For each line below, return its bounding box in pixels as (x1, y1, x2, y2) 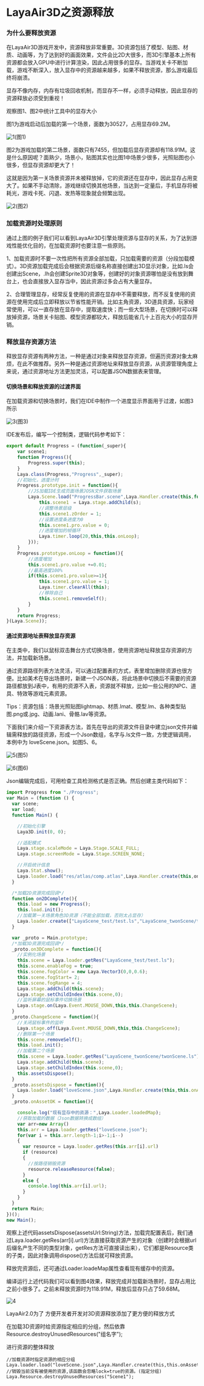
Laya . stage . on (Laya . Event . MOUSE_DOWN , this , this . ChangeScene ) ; (17, 1002, 178, 1009)
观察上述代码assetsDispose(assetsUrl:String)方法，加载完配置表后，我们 (6, 1229, 188, 1236)
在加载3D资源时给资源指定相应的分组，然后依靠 (6, 1323, 126, 1330)
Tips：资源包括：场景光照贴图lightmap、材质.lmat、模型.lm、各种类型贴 (6, 703, 186, 710)
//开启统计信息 (17, 862, 50, 868)
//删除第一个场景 (17, 1031, 55, 1037)
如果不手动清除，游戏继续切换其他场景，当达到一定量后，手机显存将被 (22, 182, 198, 189)
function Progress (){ (17, 454, 72, 461)
